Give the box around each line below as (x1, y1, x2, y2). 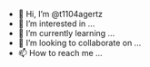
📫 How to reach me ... (17, 48, 103, 58)
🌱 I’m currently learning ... (17, 28, 115, 38)
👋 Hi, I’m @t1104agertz (17, 9, 103, 19)
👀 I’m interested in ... (17, 18, 95, 29)
